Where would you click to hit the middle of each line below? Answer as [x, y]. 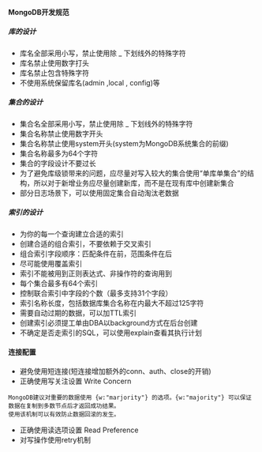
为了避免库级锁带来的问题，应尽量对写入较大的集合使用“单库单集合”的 [133, 173]
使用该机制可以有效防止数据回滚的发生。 [64, 414]
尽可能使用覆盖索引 [51, 263]
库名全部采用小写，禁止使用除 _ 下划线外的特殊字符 [103, 53]
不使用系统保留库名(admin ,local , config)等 [90, 82]
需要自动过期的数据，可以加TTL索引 [78, 313]
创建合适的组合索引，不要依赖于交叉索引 [85, 243]
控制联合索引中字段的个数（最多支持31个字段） [96, 293]
